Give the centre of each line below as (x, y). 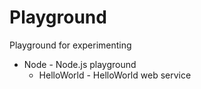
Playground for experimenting (70, 45)
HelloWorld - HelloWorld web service (115, 75)
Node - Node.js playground (80, 64)
